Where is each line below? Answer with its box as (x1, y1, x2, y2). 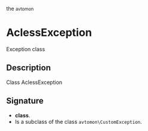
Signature (6, 96, 44, 106)
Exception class (6, 45, 46, 52)
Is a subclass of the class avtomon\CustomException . (14, 118, 143, 125)
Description (6, 63, 51, 73)
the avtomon (6, 5, 34, 12)
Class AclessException (6, 79, 63, 86)
